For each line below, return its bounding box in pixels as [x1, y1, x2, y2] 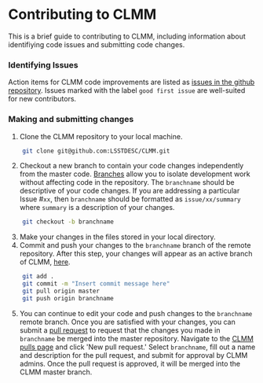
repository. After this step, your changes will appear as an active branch [19, 249, 253, 259]
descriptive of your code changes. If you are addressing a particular [19, 186, 240, 196]
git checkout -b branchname [22, 218, 114, 226]
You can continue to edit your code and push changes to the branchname [19, 308, 253, 318]
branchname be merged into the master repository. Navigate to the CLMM [19, 333, 254, 343]
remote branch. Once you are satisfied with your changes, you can [19, 317, 236, 326]
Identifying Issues [8, 59, 79, 70]
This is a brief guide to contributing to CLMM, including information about [8, 31, 246, 41]
